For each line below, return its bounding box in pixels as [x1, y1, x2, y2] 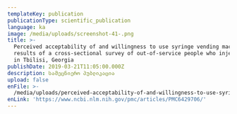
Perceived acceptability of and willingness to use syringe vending [13, 43, 219, 50]
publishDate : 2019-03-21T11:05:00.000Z [7, 63, 125, 70]
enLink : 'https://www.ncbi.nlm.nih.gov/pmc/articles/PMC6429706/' [7, 96, 207, 103]
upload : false [7, 76, 49, 84]
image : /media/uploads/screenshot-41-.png [7, 30, 134, 38]
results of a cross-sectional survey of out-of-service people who [13, 50, 217, 57]
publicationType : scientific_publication [7, 17, 131, 24]
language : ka [7, 23, 46, 30]
